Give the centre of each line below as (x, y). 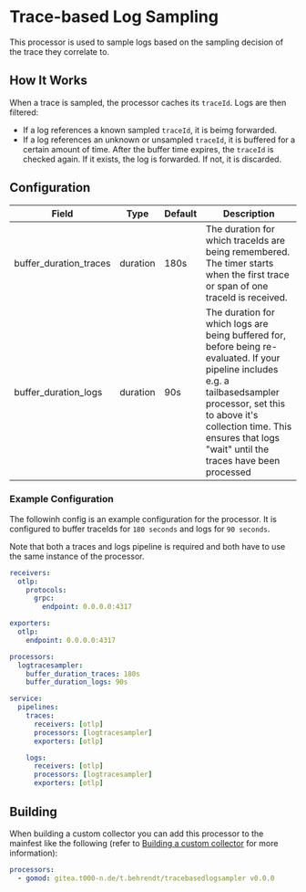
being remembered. (248, 251)
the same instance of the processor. (77, 556)
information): (34, 853)
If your (266, 358)
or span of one (237, 286)
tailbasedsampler (242, 392)
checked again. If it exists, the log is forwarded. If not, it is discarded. (152, 159)
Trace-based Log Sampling (114, 17)
